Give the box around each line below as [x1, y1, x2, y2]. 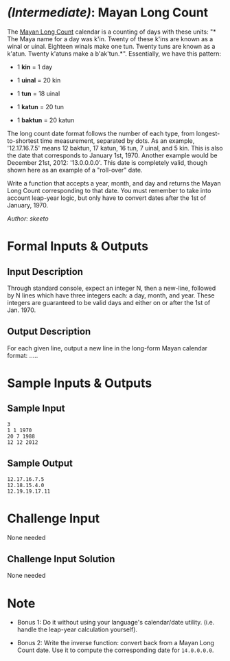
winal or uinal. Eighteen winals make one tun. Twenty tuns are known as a [7, 42, 216, 50]
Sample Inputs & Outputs [7, 375, 152, 391]
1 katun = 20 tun [16, 102, 64, 111]
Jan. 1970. [7, 306, 36, 314]
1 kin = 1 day [16, 63, 53, 71]
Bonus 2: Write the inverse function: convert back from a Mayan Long [16, 639, 215, 647]
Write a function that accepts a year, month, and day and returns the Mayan [7, 179, 221, 187]
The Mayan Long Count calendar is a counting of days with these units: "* [7, 27, 216, 36]
